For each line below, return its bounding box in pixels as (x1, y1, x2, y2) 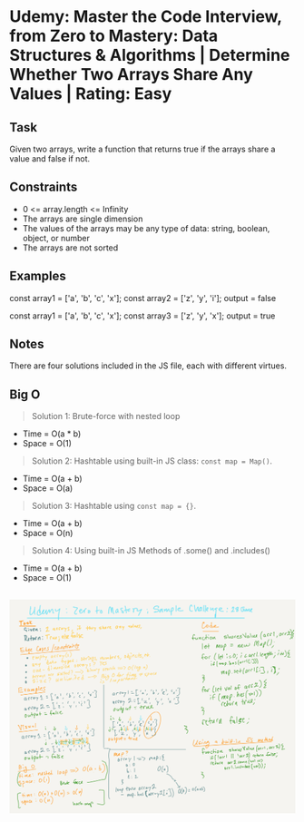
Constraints (9, 180, 78, 195)
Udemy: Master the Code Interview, (9, 6, 283, 27)
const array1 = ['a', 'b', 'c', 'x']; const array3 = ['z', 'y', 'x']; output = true (9, 310, 276, 321)
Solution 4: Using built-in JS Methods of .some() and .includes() (31, 545, 270, 556)
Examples (9, 269, 66, 284)
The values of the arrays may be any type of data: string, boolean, (22, 222, 270, 233)
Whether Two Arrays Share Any (9, 64, 254, 85)
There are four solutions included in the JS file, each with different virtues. (9, 360, 288, 371)
